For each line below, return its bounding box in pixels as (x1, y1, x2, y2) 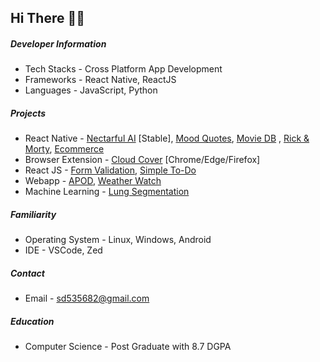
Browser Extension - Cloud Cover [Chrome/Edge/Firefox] (24, 154, 261, 166)
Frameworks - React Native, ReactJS (24, 74, 177, 86)
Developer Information (10, 37, 107, 50)
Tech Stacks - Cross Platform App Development (24, 63, 223, 75)
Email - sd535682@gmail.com (24, 292, 150, 305)
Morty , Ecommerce (24, 143, 105, 155)
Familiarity (10, 208, 57, 220)
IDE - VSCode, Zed (24, 244, 103, 256)
